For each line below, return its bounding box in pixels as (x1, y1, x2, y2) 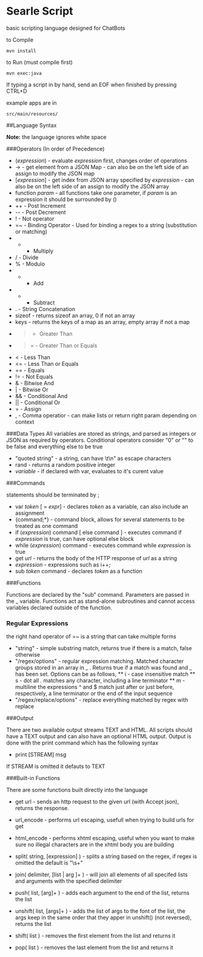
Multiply (33, 247, 53, 255)
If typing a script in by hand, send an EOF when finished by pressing (6, 81, 177, 88)
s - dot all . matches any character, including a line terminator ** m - (15, 677, 185, 684)
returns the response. (15, 804, 70, 812)
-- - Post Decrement (15, 208, 66, 216)
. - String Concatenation (15, 305, 76, 312)
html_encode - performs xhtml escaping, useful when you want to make (15, 834, 195, 842)
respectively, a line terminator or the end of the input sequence (15, 690, 173, 697)
